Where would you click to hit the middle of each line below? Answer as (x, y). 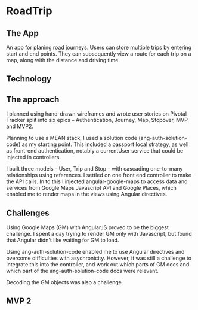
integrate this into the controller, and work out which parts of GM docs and (98, 265)
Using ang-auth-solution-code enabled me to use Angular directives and (95, 252)
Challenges (28, 213)
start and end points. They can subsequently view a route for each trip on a (99, 54)
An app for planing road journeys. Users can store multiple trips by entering (99, 47)
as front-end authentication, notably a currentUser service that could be (95, 151)
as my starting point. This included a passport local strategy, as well (105, 144)
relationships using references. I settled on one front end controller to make (99, 175)
